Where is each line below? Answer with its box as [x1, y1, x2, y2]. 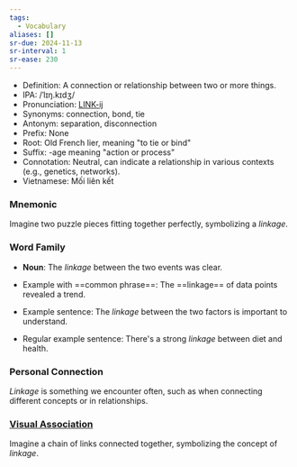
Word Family [9, 241, 66, 253]
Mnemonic [9, 197, 58, 210]
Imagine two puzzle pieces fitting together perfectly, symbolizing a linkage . [9, 218, 288, 230]
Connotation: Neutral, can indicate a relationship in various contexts [22, 157, 274, 167]
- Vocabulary [17, 22, 67, 31]
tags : [9, 13, 30, 23]
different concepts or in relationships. [9, 395, 148, 406]
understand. [22, 316, 68, 326]
